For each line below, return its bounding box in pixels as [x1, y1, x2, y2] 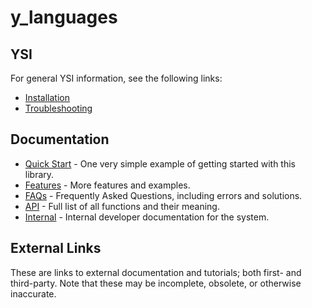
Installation [24, 92, 71, 103]
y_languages [10, 6, 118, 29]
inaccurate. [10, 287, 57, 300]
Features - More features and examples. [24, 179, 191, 191]
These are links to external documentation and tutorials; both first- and [10, 266, 302, 278]
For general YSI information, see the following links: [10, 72, 223, 84]
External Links [10, 240, 102, 257]
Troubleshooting [24, 102, 93, 114]
